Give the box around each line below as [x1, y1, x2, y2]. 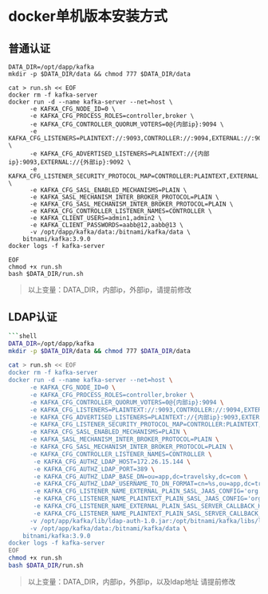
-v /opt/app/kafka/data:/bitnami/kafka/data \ [29, 524, 187, 533]
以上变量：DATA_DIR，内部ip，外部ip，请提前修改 [27, 285, 192, 294]
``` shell [8, 332, 37, 340]
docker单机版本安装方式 [8, 7, 167, 26]
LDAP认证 [8, 310, 57, 324]
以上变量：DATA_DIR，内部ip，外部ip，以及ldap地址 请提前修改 [27, 576, 236, 586]
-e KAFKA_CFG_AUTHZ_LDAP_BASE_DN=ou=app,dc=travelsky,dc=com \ [33, 472, 248, 481]
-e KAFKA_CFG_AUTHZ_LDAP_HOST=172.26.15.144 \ [33, 458, 191, 466]
